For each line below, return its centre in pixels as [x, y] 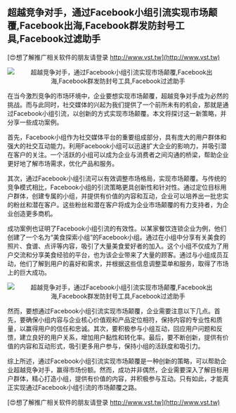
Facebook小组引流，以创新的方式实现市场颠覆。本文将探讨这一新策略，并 [120, 113]
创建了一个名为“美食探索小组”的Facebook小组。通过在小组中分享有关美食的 [117, 237]
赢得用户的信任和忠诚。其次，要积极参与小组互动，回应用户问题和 [121, 328]
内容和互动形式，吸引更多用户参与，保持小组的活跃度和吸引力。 [112, 346]
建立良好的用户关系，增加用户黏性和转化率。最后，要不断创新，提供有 [121, 337]
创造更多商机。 [35, 214]
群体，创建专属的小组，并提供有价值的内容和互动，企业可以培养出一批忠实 [121, 196]
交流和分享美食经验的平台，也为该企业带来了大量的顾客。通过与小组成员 [118, 254]
